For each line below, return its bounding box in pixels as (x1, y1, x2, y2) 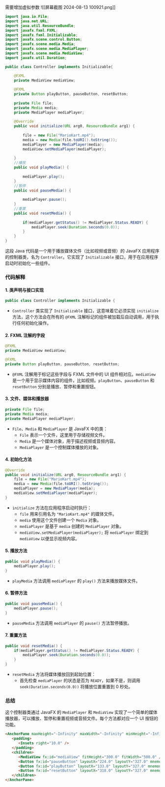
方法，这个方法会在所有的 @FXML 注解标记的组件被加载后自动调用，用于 (12, 314, 155, 320)
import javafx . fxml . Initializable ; (5, 33, 78, 37)
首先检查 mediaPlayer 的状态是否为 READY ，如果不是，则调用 (19, 677, 140, 683)
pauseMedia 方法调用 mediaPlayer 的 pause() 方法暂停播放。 (12, 620, 132, 626)
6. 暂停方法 (5, 590, 28, 596)
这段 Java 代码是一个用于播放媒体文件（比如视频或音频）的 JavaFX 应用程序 (5, 248, 160, 254)
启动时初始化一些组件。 (5, 261, 53, 266)
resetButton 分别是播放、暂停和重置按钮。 (12, 383, 98, 389)
